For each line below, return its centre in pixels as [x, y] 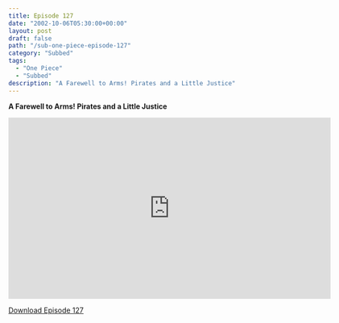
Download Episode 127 [46, 310]
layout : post [30, 31]
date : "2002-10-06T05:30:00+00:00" [68, 23]
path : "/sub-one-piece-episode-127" [70, 46]
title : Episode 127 [41, 16]
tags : [17, 61]
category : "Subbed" [41, 53]
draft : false [30, 38]
